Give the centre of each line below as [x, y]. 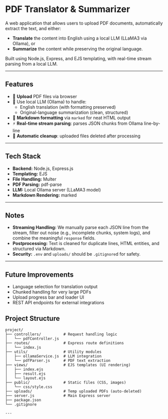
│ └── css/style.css [29, 387]
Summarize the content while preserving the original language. [78, 49]
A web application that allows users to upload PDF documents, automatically [84, 23]
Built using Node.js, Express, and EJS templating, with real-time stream [78, 58]
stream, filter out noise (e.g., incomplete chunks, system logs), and [81, 233]
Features [19, 84]
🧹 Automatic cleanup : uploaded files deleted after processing [76, 136]
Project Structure [32, 319]
